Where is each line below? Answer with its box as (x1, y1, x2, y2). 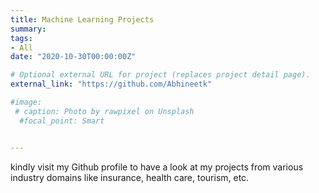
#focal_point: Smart (19, 116, 105, 126)
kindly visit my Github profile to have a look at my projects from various (10, 161, 304, 173)
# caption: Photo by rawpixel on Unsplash (14, 106, 195, 116)
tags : (10, 33, 33, 43)
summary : (10, 24, 47, 34)
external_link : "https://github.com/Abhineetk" (10, 79, 213, 90)
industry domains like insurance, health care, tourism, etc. (10, 171, 250, 183)
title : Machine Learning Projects (10, 14, 155, 25)
